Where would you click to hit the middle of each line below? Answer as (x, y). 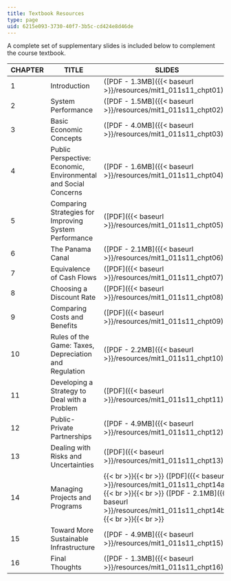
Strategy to (68, 391)
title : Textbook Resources (46, 13)
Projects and (71, 498)
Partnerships (71, 437)
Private (62, 428)
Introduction (70, 86)
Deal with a (69, 399)
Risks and (66, 457)
